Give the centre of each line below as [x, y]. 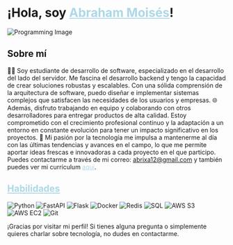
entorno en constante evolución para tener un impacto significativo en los [113, 130]
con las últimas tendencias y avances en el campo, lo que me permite [107, 144]
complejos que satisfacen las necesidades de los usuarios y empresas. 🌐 [112, 100]
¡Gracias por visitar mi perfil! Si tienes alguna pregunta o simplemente [107, 226]
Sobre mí [27, 54]
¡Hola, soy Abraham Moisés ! [90, 13]
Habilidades [34, 189]
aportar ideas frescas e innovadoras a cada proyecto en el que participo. [112, 152]
